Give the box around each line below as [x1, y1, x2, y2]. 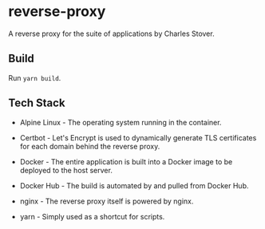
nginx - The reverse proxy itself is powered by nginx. [19, 196, 194, 206]
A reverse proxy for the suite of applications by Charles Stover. [8, 29, 215, 38]
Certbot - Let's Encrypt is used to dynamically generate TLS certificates [19, 132, 257, 142]
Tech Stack [8, 97, 65, 110]
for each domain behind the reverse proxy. [19, 141, 160, 151]
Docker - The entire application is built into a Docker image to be [19, 156, 233, 166]
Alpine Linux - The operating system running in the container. [19, 117, 222, 127]
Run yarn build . [8, 73, 61, 82]
